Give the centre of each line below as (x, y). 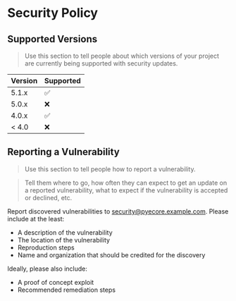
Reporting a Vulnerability (63, 152)
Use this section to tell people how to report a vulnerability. (110, 169)
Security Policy (53, 13)
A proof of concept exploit (56, 282)
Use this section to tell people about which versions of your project (122, 56)
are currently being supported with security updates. (101, 63)
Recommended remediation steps (67, 290)
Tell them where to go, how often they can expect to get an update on (126, 183)
